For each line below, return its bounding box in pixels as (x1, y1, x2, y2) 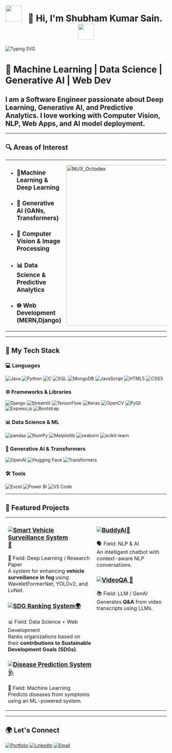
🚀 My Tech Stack (5, 346, 60, 355)
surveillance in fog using (8, 574, 69, 581)
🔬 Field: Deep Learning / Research (8, 554, 90, 562)
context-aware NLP (96, 555, 144, 562)
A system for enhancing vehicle (8, 567, 84, 575)
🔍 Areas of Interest (5, 143, 68, 152)
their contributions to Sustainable (8, 639, 91, 647)
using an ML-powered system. (8, 697, 82, 704)
